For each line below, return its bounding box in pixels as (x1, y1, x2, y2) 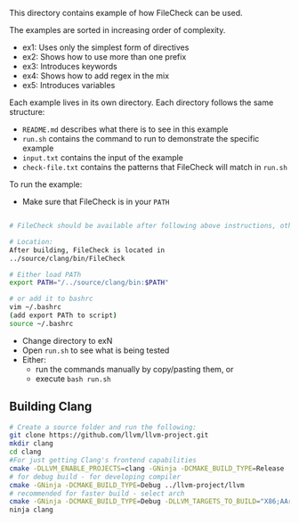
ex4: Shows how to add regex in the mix (21, 70, 170, 81)
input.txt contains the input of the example (21, 152, 184, 163)
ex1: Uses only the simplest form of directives (21, 42, 190, 53)
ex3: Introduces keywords (21, 61, 118, 71)
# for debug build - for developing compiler (9, 472, 181, 481)
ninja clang (9, 505, 53, 515)
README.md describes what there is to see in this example (21, 124, 229, 135)
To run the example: (9, 179, 83, 190)
